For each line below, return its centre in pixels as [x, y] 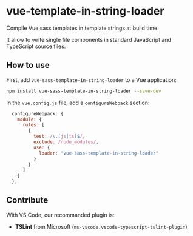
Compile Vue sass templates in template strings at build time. [83, 28]
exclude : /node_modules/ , [66, 142]
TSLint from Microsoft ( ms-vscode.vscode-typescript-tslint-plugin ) [101, 226]
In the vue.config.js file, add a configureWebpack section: [78, 103]
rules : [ [33, 125]
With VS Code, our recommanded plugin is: [60, 215]
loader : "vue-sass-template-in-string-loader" [99, 153]
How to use [28, 65]
